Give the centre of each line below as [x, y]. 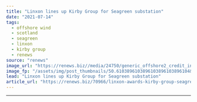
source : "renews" [27, 60]
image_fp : [18, 71]
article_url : [22, 82]
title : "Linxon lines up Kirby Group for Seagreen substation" [85, 11]
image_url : [19, 66]
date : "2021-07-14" [30, 17]
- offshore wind [31, 28]
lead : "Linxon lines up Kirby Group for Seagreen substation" [84, 76]
